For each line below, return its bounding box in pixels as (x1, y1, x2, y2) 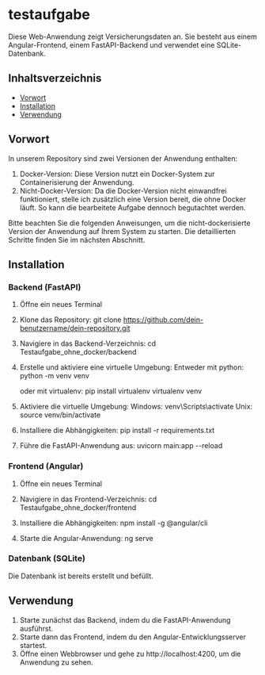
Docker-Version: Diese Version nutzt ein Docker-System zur (19, 169, 215, 178)
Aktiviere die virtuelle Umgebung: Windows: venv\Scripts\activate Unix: (19, 402, 253, 412)
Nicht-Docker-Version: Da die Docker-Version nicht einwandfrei (19, 186, 227, 195)
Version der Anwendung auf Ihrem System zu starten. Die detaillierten (8, 226, 236, 236)
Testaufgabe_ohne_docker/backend (19, 347, 137, 357)
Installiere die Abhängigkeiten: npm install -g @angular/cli (19, 518, 208, 527)
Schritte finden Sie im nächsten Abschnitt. (8, 235, 146, 244)
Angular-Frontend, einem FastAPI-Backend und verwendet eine (8, 40, 215, 49)
